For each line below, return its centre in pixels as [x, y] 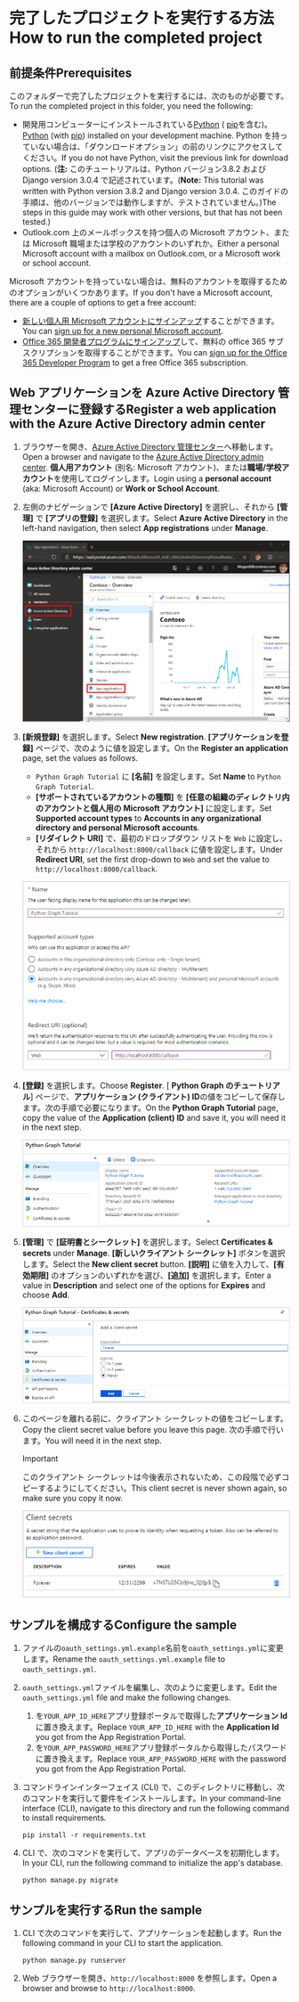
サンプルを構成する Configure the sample [123, 1625]
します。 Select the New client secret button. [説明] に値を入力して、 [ [149, 1264]
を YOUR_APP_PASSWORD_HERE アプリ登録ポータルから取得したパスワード [161, 1748]
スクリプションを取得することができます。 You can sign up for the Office [154, 352]
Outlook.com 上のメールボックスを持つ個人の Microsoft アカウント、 [148, 232]
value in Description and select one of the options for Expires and [144, 1285]
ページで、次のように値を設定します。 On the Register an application [162, 748]
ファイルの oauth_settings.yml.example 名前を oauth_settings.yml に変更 [153, 1648]
